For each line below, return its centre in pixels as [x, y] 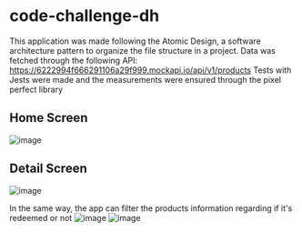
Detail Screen [49, 169]
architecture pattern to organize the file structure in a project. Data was [142, 50]
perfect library [36, 89]
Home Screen [49, 118]
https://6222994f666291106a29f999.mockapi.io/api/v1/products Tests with [151, 70]
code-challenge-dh [85, 16]
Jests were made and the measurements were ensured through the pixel [146, 79]
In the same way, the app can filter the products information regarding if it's [151, 208]
